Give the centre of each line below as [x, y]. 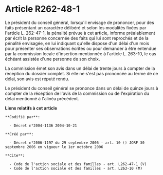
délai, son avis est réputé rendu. [37, 79]
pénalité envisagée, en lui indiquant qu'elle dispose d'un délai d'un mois [77, 43]
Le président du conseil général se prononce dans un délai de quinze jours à [82, 88]
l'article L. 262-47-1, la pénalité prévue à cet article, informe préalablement [80, 33]
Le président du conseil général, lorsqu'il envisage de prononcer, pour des [80, 22]
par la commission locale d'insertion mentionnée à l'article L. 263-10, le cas [81, 54]
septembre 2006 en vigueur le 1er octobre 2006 [54, 147]
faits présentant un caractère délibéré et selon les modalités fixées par [76, 27]
